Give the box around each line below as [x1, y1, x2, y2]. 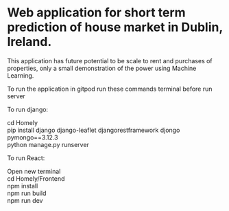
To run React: [7, 153, 45, 162]
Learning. [7, 71, 34, 80]
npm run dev [7, 196, 43, 204]
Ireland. [7, 34, 52, 49]
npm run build [7, 189, 47, 197]
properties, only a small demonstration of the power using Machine [7, 64, 197, 72]
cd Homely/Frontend [7, 174, 65, 183]
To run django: [7, 105, 49, 113]
